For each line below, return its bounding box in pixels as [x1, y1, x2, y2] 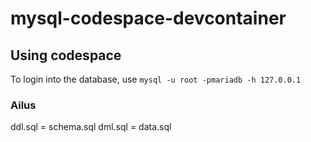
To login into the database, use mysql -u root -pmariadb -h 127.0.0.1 [10, 73, 302, 85]
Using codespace [10, 47, 122, 64]
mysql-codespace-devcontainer [10, 7, 287, 30]
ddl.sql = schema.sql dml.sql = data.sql [10, 121, 172, 133]
